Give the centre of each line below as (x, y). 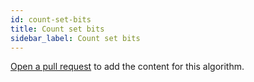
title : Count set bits (57, 29)
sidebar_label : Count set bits (75, 38)
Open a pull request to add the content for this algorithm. (127, 67)
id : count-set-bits (51, 19)
